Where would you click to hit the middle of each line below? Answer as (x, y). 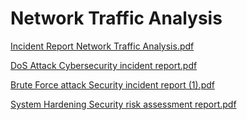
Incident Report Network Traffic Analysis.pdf (102, 46)
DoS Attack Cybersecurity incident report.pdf (104, 65)
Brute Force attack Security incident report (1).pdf (112, 84)
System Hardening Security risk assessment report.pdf (123, 104)
